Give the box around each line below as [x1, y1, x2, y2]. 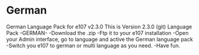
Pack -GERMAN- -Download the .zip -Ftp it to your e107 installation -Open [6, 29, 189, 36]
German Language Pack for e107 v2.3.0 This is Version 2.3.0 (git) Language [6, 23, 192, 30]
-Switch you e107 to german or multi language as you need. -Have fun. [6, 42, 180, 49]
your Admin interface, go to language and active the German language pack [6, 35, 193, 43]
